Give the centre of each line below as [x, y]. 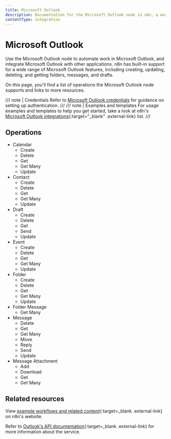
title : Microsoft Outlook [33, 10]
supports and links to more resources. [45, 90]
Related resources [35, 399]
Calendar [22, 145]
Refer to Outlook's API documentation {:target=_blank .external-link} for [80, 426]
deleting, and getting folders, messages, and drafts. [59, 75]
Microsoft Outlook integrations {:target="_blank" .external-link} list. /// [78, 116]
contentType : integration [33, 19]
